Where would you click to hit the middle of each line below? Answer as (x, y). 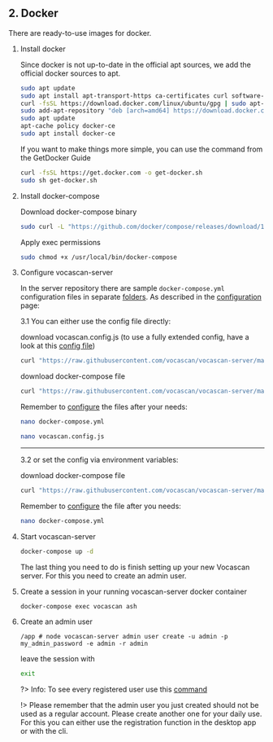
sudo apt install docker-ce (67, 134)
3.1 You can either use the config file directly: (95, 322)
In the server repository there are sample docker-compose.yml (122, 288)
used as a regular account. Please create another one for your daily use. (141, 714)
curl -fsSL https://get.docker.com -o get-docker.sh (111, 173)
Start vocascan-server (58, 536)
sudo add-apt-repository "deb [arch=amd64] (95, 111)
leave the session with (57, 659)
